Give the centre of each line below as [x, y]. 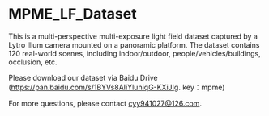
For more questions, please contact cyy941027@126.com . [105, 103]
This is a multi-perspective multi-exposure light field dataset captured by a [133, 36]
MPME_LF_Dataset [73, 14]
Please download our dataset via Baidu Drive [83, 77]
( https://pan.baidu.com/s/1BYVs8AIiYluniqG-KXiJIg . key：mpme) [117, 87]
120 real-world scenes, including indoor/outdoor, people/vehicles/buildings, [134, 53]
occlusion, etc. [33, 62]
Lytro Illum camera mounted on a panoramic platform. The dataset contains [134, 44]
